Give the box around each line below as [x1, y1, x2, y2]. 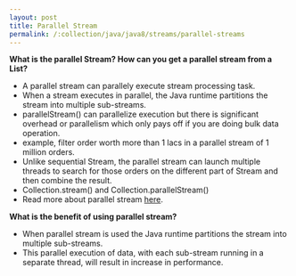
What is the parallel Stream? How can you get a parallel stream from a [9, 54, 273, 65]
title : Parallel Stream [9, 21, 98, 30]
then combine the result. [21, 175, 113, 186]
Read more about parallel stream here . [21, 194, 163, 205]
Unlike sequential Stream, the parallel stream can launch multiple [21, 157, 261, 167]
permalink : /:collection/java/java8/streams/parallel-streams [9, 29, 245, 38]
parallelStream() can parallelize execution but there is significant [21, 109, 259, 120]
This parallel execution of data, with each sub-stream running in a [21, 248, 265, 258]
